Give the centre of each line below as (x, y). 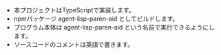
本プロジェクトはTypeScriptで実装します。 (74, 10)
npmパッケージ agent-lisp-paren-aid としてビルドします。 (96, 19)
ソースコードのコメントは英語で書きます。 (74, 44)
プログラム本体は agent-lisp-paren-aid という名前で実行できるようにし (114, 27)
